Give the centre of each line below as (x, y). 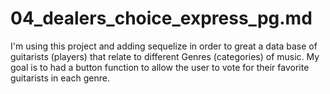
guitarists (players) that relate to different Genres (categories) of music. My (165, 56)
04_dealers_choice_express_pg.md (161, 18)
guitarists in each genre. (60, 78)
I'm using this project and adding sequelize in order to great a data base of (164, 46)
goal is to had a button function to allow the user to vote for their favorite (160, 67)
